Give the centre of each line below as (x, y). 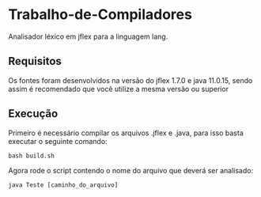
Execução (33, 114)
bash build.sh (32, 156)
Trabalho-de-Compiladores (100, 15)
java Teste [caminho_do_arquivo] (63, 185)
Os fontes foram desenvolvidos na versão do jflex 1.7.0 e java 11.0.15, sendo (130, 80)
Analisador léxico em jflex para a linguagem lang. (88, 36)
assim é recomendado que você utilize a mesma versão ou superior (119, 89)
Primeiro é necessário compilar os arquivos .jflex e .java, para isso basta (126, 133)
